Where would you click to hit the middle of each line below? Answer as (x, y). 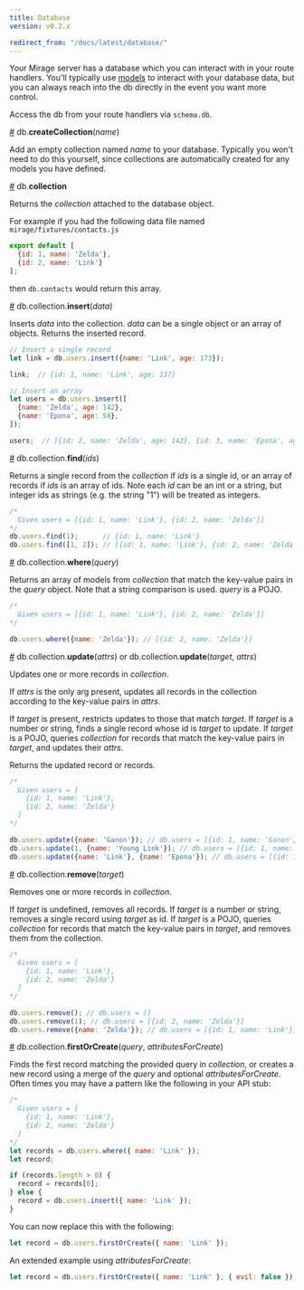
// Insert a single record (60, 349)
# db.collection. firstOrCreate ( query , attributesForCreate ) (116, 1047)
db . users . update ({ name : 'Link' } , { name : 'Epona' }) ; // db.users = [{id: (149, 857)
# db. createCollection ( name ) (65, 132)
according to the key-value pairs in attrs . (85, 701)
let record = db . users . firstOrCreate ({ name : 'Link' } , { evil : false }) (152, 1276)
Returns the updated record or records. (82, 764)
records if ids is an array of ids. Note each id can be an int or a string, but (146, 485)
